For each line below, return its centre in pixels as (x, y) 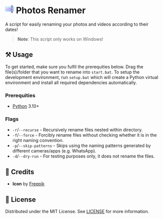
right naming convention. (38, 141)
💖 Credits (20, 172)
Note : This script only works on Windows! (60, 39)
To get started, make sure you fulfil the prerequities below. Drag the (74, 67)
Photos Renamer (51, 11)
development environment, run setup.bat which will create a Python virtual (82, 77)
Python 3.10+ (26, 106)
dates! (12, 29)
